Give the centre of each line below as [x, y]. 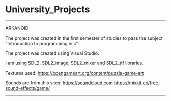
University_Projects [48, 9]
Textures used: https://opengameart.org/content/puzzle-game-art [75, 73]
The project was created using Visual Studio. [52, 53]
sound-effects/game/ [27, 88]
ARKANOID [17, 28]
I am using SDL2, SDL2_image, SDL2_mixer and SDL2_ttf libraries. [74, 63]
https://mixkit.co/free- [137, 83]
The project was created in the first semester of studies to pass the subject [84, 38]
